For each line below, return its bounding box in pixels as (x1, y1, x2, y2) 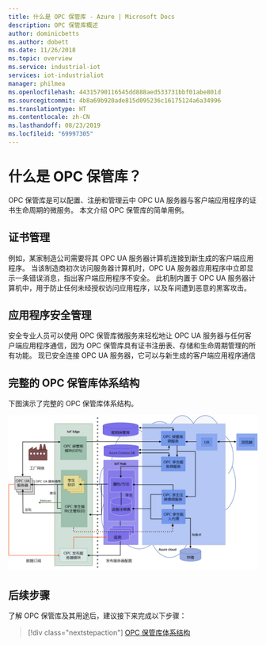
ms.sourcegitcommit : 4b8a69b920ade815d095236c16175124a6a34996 (8, 96, 222, 105)
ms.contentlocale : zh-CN (8, 113, 90, 121)
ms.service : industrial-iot (8, 63, 101, 71)
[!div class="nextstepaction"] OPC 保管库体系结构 (27, 628, 191, 638)
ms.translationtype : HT (8, 105, 87, 113)
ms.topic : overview (8, 55, 73, 63)
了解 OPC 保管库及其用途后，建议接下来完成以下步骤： (8, 611, 187, 620)
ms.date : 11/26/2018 (8, 46, 77, 55)
